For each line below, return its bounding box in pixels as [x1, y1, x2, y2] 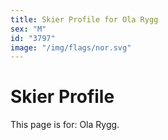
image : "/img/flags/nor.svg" [10, 42, 132, 53]
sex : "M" [10, 24, 47, 34]
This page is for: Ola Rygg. [10, 119, 120, 131]
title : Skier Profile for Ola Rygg [10, 14, 159, 25]
